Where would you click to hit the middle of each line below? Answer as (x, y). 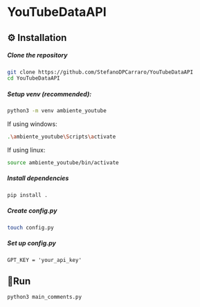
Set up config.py (32, 243)
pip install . (28, 195)
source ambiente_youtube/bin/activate (63, 163)
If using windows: (32, 124)
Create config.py (32, 211)
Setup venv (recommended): (49, 94)
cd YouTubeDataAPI (34, 78)
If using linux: (26, 150)
